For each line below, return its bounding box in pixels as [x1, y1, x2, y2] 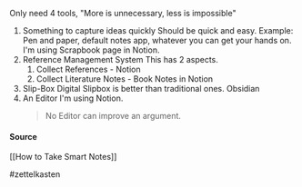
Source [9, 131, 38, 142]
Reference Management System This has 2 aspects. [22, 54, 218, 64]
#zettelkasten [9, 169, 61, 180]
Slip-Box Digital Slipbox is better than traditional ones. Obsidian [22, 84, 260, 93]
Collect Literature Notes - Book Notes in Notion [35, 74, 214, 84]
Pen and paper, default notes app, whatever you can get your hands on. [22, 35, 292, 45]
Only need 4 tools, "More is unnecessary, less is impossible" [9, 8, 237, 18]
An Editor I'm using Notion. [22, 93, 124, 103]
